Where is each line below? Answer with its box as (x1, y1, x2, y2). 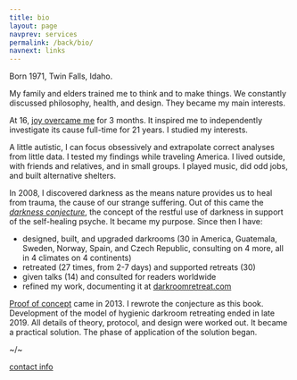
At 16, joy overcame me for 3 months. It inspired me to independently (9, 115, 263, 126)
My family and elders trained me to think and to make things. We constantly (9, 89, 287, 99)
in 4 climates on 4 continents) (21, 252, 132, 264)
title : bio (9, 13, 50, 22)
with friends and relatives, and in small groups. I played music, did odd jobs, (9, 161, 288, 172)
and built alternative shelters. (9, 171, 117, 182)
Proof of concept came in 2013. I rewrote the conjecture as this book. (9, 299, 264, 309)
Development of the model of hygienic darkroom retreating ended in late (9, 308, 275, 318)
